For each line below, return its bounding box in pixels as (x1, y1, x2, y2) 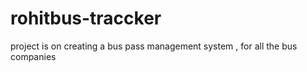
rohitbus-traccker (10, 7, 162, 30)
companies (10, 50, 57, 62)
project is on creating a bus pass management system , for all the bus (10, 40, 298, 52)
